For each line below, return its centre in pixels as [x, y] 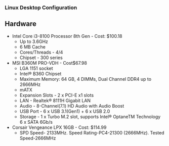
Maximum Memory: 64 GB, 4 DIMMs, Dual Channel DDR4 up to [86, 79]
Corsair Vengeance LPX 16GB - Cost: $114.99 [59, 127]
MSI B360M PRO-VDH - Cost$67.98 [49, 63]
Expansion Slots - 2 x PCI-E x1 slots [57, 95]
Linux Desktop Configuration [41, 8]
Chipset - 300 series [41, 58]
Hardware [20, 24]
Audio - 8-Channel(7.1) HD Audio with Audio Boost [72, 106]
